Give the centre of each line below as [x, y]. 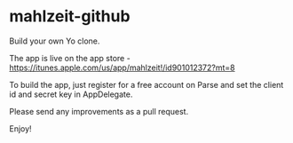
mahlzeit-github [70, 16]
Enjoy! [21, 128]
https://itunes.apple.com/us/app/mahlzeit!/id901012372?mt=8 [122, 68]
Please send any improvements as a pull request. [99, 111]
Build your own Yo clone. [55, 41]
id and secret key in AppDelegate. [71, 94]
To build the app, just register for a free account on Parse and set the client [146, 84]
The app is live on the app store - [70, 58]
